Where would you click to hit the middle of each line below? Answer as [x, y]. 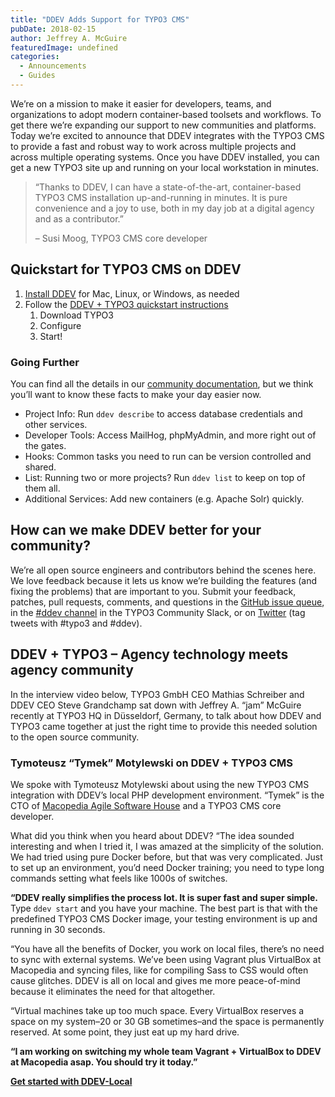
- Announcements [53, 66]
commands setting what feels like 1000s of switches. [119, 878]
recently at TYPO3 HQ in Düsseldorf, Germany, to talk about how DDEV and [166, 715]
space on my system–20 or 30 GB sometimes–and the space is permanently [167, 1021]
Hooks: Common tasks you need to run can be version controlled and [168, 456]
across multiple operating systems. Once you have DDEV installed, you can [165, 157]
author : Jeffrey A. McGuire [69, 38]
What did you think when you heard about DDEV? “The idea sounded [152, 835]
